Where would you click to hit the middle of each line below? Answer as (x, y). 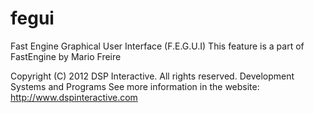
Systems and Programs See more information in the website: (135, 86)
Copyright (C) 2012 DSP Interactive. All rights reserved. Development (152, 76)
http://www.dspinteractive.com (74, 97)
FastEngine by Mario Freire (66, 56)
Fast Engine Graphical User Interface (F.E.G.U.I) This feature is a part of (157, 46)
